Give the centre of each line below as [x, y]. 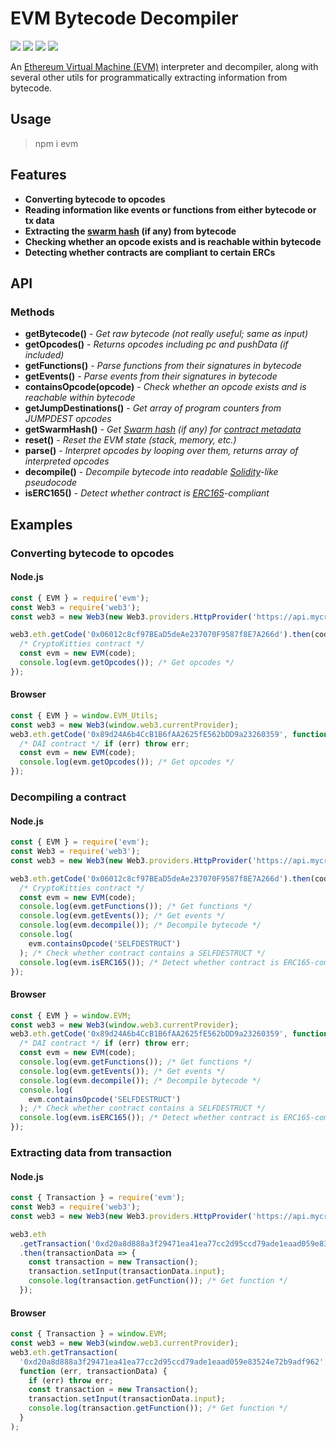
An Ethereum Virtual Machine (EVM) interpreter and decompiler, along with [164, 66]
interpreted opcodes [67, 461]
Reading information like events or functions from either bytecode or [170, 209]
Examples [41, 524]
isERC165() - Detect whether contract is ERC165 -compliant [147, 493]
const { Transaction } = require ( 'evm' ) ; [98, 1198]
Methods [32, 312]
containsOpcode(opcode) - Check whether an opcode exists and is [165, 387]
